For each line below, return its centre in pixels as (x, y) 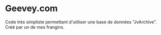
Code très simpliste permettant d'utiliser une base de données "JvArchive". (81, 22)
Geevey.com (32, 9)
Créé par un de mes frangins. (35, 27)
